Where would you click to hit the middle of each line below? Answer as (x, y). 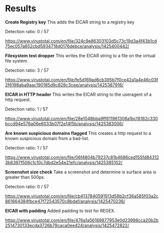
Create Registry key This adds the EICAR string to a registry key (70, 22)
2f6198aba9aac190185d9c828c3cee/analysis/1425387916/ (64, 85)
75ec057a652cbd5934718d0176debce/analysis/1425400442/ (67, 46)
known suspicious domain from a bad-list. (47, 138)
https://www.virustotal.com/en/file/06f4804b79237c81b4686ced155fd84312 (82, 157)
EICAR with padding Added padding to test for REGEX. (60, 211)
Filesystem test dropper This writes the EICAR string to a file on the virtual (80, 55)
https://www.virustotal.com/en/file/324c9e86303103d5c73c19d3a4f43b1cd (81, 41)
